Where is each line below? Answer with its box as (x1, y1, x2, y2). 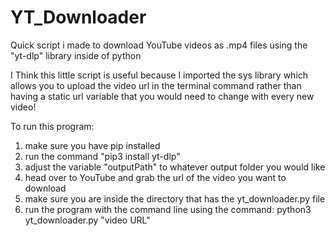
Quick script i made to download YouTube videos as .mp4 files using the (10, 39, 308, 51)
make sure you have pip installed (24, 139, 161, 151)
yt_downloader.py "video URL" (24, 214, 151, 226)
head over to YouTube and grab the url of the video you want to (24, 171, 287, 183)
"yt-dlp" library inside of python (10, 49, 142, 61)
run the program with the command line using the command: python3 (24, 203, 312, 215)
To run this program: (10, 120, 95, 132)
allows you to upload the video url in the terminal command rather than (10, 79, 302, 91)
